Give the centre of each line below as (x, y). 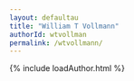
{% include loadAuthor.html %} (67, 68)
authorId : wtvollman (48, 34)
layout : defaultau (44, 18)
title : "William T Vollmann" (64, 26)
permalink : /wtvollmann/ (56, 43)
